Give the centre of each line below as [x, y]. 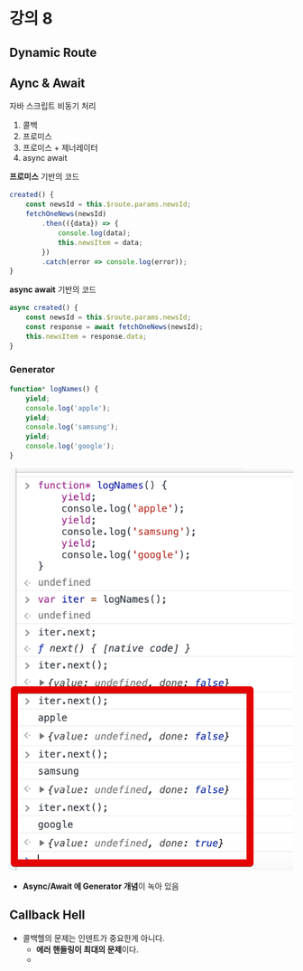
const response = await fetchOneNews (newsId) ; [115, 327]
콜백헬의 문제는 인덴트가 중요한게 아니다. [93, 938]
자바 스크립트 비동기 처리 [53, 106]
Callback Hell [47, 915]
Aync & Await [47, 83]
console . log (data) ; [94, 233]
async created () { [44, 308]
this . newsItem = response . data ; [86, 336]
